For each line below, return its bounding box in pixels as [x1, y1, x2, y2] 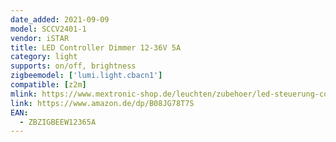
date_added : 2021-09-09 [10, 14, 110, 25]
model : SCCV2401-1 [10, 24, 87, 34]
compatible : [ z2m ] [10, 80, 87, 90]
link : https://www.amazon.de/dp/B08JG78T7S [10, 98, 195, 108]
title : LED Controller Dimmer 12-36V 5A [10, 42, 182, 53]
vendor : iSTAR [10, 33, 70, 43]
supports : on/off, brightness [10, 61, 137, 71]
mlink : [10, 89, 38, 99]
